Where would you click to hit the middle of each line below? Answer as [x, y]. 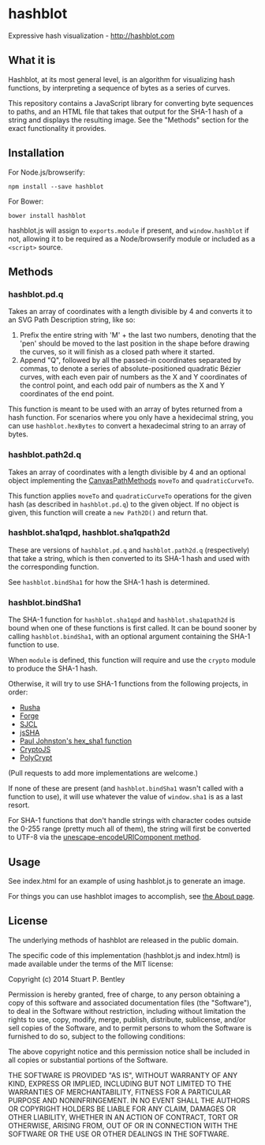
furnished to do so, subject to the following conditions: [97, 1036]
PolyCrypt [36, 758]
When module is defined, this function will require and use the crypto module [132, 660]
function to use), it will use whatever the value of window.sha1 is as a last [125, 797]
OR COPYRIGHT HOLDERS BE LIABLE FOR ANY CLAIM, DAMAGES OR [122, 1109]
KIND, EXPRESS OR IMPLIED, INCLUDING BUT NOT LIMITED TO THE [120, 1083]
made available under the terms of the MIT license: [91, 964]
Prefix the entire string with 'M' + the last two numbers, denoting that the [138, 335]
